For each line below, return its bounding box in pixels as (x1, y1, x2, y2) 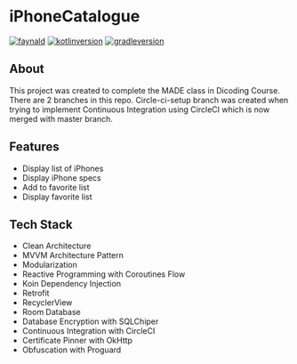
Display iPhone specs (21, 172, 101, 183)
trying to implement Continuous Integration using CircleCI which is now (9, 104, 270, 115)
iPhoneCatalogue (9, 6, 140, 27)
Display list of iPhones (21, 163, 104, 174)
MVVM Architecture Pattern (21, 250, 124, 261)
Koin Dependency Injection (21, 279, 122, 289)
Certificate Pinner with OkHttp (21, 336, 133, 346)
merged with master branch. (9, 113, 113, 124)
